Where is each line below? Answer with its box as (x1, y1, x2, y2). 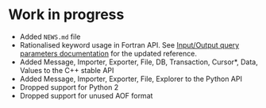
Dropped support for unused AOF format (19, 91, 153, 100)
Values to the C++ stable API (19, 65, 114, 75)
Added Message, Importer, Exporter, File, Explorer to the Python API (19, 74, 242, 83)
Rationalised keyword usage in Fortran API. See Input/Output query (19, 40, 240, 49)
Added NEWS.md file (19, 32, 81, 41)
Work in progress (8, 6, 125, 24)
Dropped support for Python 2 (19, 82, 119, 92)
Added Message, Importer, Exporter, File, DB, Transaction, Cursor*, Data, (19, 57, 258, 67)
